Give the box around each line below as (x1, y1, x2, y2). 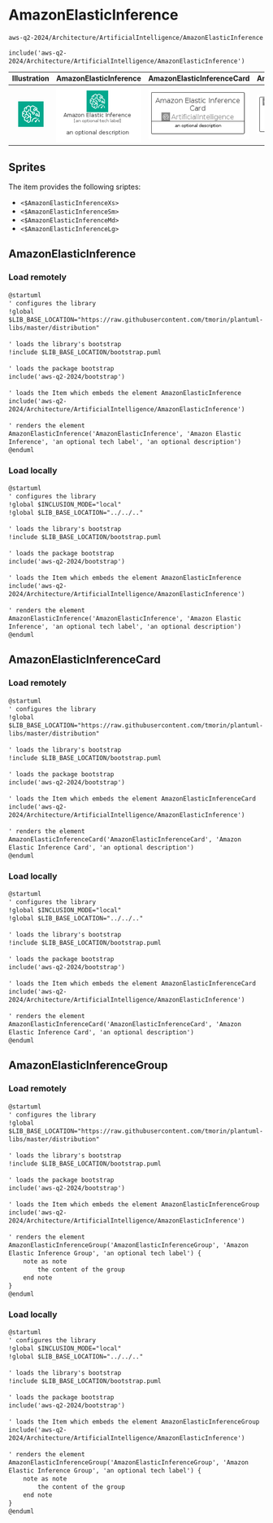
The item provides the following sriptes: (8, 182, 141, 191)
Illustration (11, 73, 50, 83)
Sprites (8, 160, 46, 174)
